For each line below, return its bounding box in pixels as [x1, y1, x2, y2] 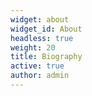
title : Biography [10, 52, 83, 62]
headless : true [10, 33, 74, 43]
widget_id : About [10, 24, 83, 34]
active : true [10, 61, 65, 71]
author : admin [10, 71, 70, 81]
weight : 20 [10, 42, 56, 53]
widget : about [10, 14, 70, 25]
